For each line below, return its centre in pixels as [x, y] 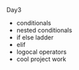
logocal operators [41, 52]
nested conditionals [44, 30]
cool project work [41, 59]
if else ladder [35, 37]
